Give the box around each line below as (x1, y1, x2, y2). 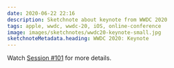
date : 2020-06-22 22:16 (7, 10, 76, 17)
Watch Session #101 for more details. (7, 54, 112, 62)
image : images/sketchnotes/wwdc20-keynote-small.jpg (7, 29, 162, 36)
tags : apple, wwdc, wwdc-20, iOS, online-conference (7, 22, 162, 29)
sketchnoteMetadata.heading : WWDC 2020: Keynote (7, 35, 149, 42)
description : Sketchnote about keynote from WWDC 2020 (7, 16, 168, 23)
